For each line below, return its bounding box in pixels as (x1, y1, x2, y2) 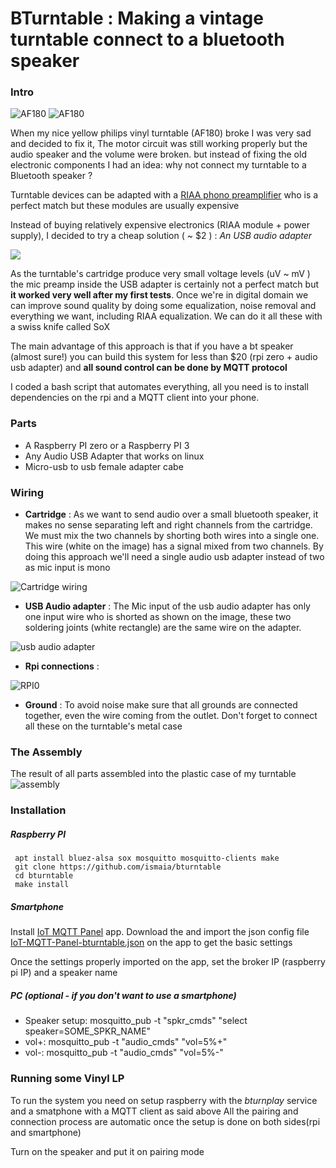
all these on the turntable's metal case (24, 720, 183, 732)
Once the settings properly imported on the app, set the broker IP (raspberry (10, 956, 326, 968)
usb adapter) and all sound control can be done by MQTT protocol (10, 362, 288, 374)
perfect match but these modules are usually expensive (10, 200, 240, 212)
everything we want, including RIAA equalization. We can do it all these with (10, 310, 323, 322)
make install (14, 880, 70, 890)
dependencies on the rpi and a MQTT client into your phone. (10, 392, 260, 404)
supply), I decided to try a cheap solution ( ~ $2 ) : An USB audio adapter (10, 230, 313, 242)
